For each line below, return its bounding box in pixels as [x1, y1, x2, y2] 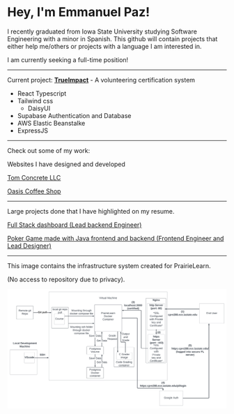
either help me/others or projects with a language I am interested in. [7, 42, 202, 50]
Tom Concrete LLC [7, 173, 61, 182]
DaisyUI [27, 104, 51, 112]
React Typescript [17, 89, 67, 98]
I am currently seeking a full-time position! [7, 55, 129, 64]
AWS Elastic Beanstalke [17, 119, 86, 127]
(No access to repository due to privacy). [7, 275, 125, 283]
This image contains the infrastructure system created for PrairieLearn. [7, 261, 211, 269]
